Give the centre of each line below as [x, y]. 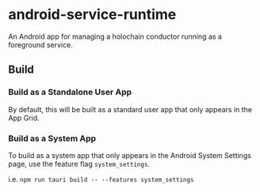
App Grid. [24, 118]
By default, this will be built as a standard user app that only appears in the [130, 109]
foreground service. [40, 44]
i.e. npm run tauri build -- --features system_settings [101, 179]
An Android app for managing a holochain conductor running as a [115, 36]
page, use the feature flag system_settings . [79, 164]
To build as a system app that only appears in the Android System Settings [130, 155]
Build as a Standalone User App [70, 92]
